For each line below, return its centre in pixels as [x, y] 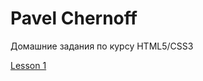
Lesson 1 [28, 65]
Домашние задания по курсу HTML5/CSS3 [102, 46]
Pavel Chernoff [74, 18]
